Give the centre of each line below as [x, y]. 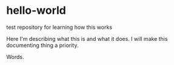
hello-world [36, 11]
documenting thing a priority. [42, 45]
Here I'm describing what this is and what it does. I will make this [87, 39]
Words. [15, 57]
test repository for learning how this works [59, 27]
